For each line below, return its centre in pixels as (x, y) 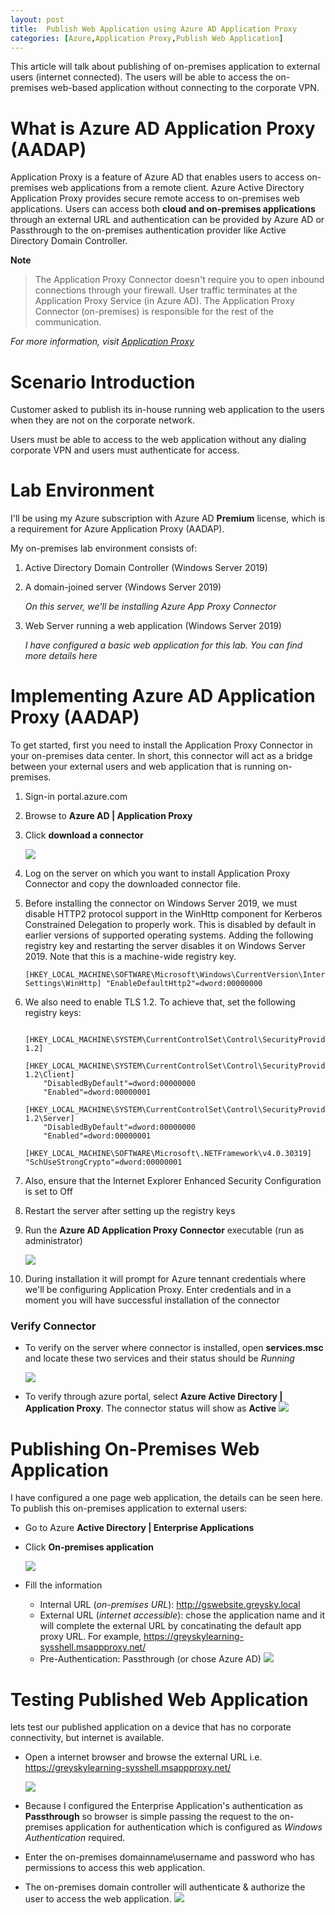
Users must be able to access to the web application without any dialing (158, 440)
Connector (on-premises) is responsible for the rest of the (154, 312)
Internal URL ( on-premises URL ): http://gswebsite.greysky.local (170, 1605)
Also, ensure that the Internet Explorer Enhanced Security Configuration (173, 1181)
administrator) (53, 1241)
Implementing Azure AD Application (163, 696)
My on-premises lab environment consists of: (104, 548)
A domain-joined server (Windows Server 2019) (123, 587)
